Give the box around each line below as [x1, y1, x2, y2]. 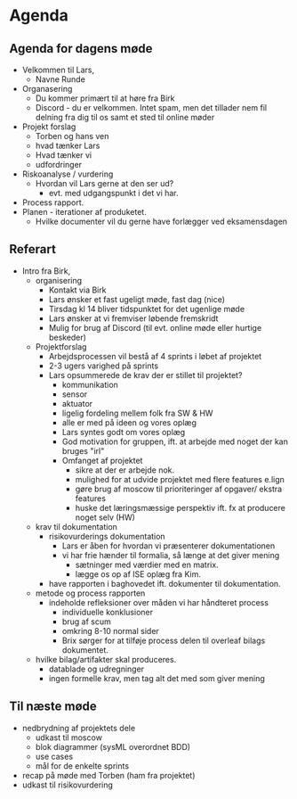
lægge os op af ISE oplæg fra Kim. [75, 568, 202, 580]
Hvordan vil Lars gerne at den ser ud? [35, 178, 174, 188]
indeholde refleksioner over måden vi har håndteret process [48, 597, 269, 607]
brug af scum [61, 616, 111, 627]
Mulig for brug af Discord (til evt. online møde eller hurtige [48, 322, 262, 333]
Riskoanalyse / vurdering [21, 169, 114, 179]
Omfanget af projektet [61, 455, 143, 465]
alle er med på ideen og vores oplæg [61, 416, 197, 428]
